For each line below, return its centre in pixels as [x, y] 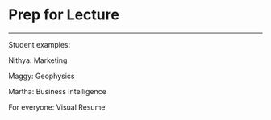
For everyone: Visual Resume [57, 107]
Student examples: [40, 44]
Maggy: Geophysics [42, 76]
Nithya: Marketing [38, 60]
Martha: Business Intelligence [58, 91]
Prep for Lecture [64, 15]
